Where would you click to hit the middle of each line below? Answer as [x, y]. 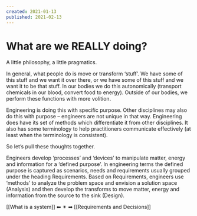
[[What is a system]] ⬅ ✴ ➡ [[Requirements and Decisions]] [79, 207]
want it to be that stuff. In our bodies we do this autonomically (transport [94, 87]
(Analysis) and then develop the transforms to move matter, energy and [93, 190]
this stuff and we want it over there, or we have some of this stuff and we [95, 80]
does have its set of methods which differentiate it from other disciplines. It [97, 123]
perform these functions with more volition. [59, 99]
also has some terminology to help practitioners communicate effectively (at [99, 129]
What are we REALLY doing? [77, 46]
